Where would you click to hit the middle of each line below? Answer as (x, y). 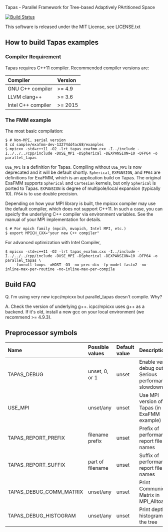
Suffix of (149, 455)
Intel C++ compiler (29, 105)
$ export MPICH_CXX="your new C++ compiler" (52, 233)
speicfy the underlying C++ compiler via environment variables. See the (79, 214)
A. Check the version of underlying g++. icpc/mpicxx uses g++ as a (75, 306)
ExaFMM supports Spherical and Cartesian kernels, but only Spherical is (80, 183)
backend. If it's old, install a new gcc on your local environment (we (74, 311)
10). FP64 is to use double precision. (42, 193)
